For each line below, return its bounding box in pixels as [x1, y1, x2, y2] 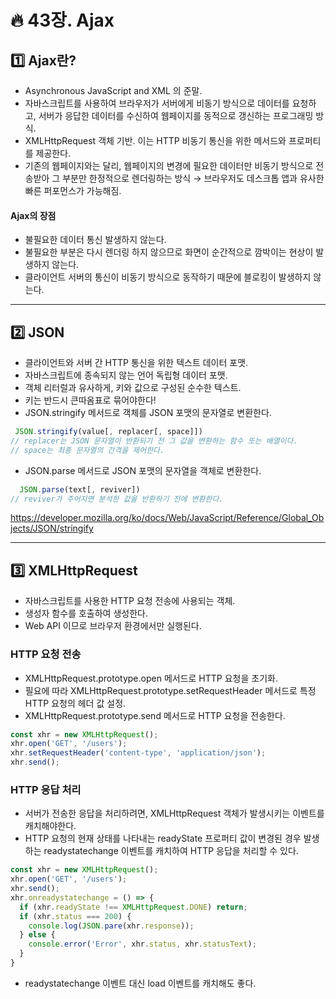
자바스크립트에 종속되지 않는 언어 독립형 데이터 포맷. [24, 369, 228, 381]
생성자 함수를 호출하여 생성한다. [24, 607, 148, 620]
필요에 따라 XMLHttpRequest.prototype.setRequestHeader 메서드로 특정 [24, 684, 317, 696]
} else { [19, 930, 56, 940]
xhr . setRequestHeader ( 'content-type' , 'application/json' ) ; [10, 748, 267, 758]
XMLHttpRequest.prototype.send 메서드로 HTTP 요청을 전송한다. [24, 709, 286, 721]
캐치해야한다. [24, 820, 77, 832]
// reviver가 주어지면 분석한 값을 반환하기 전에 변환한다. [10, 494, 224, 504]
